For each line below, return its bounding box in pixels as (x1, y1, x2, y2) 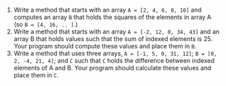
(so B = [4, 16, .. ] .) (13, 20, 78, 28)
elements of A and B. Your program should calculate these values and (13, 64, 212, 72)
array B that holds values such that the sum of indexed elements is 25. (13, 35, 213, 43)
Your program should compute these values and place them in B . (13, 42, 197, 50)
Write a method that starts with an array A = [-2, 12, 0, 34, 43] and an (13, 27, 220, 35)
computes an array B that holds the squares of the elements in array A (13, 13, 212, 21)
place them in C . (13, 71, 59, 79)
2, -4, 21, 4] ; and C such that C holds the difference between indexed (13, 57, 215, 64)
